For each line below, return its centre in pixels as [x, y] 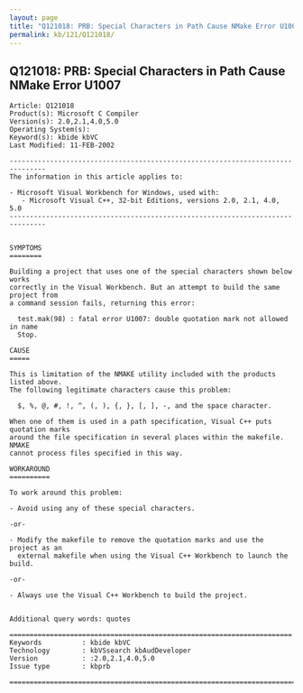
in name [24, 327]
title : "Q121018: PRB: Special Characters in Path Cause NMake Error [143, 26]
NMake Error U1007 [65, 85]
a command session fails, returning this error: [102, 303]
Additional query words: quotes [70, 619]
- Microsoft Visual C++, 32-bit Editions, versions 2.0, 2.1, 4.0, [151, 201]
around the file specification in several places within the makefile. [147, 438]
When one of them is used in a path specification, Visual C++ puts [141, 422]
